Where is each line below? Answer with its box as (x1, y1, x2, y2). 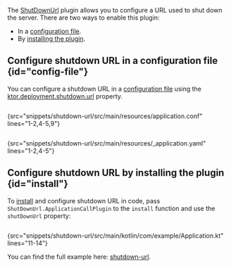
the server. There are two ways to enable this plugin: (7, 13, 160, 22)
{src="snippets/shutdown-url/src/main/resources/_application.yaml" (7, 139, 206, 147)
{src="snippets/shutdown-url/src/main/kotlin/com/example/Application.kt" (7, 231, 224, 240)
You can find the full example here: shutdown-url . (7, 253, 151, 261)
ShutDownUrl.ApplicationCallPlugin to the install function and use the (7, 204, 216, 212)
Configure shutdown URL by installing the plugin (7, 167, 225, 179)
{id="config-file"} (7, 66, 89, 78)
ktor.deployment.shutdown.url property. (7, 91, 123, 101)
